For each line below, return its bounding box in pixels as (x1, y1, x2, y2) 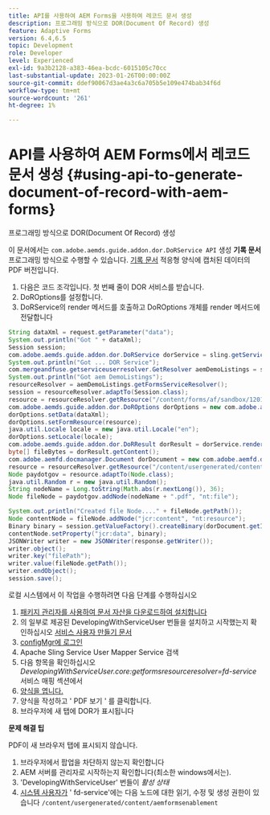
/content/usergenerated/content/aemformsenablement (41, 799, 219, 807)
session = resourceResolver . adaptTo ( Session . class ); (8, 388, 189, 396)
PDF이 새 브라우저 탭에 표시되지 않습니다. (8, 740, 138, 750)
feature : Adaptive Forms (8, 27, 92, 35)
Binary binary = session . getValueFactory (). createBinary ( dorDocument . (8, 522, 250, 530)
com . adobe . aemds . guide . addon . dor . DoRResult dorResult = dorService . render (8, 440, 264, 448)
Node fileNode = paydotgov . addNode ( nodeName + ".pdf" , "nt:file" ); (8, 493, 239, 501)
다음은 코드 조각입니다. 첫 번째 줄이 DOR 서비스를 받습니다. (19, 282, 205, 292)
